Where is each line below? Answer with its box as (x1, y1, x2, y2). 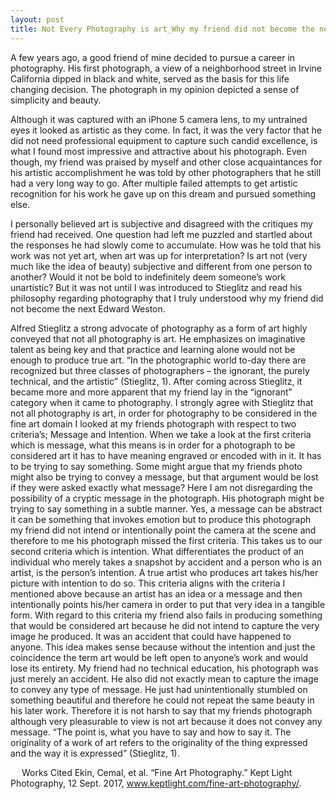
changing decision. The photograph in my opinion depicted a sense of (10, 83, 300, 95)
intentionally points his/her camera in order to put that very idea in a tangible (10, 598, 326, 610)
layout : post (10, 14, 65, 25)
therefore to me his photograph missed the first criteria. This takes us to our (10, 534, 323, 546)
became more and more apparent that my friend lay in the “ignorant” (10, 386, 293, 398)
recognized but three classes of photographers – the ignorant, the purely (10, 364, 310, 376)
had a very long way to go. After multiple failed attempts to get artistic (10, 177, 298, 189)
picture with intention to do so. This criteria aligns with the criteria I (10, 577, 286, 589)
